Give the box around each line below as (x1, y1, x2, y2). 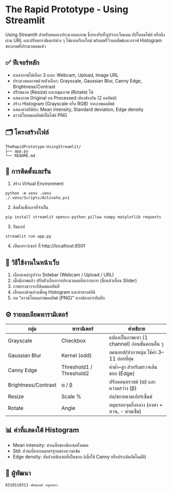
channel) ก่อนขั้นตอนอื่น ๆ (109, 340, 164, 347)
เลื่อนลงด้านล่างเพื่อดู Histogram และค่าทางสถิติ (12, 289, 96, 295)
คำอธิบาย (127, 325, 145, 332)
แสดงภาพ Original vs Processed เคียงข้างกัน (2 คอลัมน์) (12, 94, 117, 101)
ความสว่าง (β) (109, 385, 137, 391)
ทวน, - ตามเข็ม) (109, 408, 142, 414)
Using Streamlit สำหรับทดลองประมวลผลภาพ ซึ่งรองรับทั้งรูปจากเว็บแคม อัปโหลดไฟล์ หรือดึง (5, 31, 165, 37)
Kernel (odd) (61, 352, 92, 359)
